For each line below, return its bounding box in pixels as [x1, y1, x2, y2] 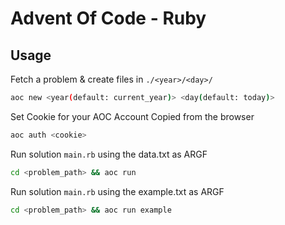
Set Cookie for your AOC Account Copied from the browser [10, 110, 255, 122]
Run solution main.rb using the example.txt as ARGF [10, 185, 225, 197]
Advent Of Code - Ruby [10, 7, 207, 30]
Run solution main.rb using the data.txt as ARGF [10, 148, 208, 160]
